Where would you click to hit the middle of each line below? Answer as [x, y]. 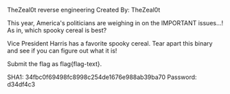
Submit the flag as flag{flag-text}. [55, 64]
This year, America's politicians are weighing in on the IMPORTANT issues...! [115, 23]
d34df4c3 [21, 84]
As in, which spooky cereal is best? [57, 30]
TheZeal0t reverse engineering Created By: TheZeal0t [84, 10]
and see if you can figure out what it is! [62, 51]
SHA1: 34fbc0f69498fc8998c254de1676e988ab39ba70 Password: [102, 77]
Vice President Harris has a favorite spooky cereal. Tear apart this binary [110, 43]
